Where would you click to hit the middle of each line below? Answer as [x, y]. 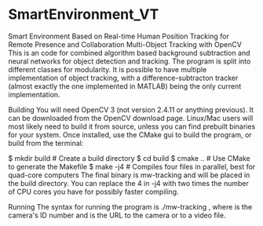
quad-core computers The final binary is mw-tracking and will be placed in [129, 175]
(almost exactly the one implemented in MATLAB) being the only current [125, 86]
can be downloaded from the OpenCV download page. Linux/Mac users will [131, 118]
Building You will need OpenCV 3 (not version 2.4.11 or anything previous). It [131, 109]
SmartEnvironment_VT [84, 15]
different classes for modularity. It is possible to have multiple [108, 69]
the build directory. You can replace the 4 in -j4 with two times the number [128, 183]
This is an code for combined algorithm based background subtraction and [129, 53]
